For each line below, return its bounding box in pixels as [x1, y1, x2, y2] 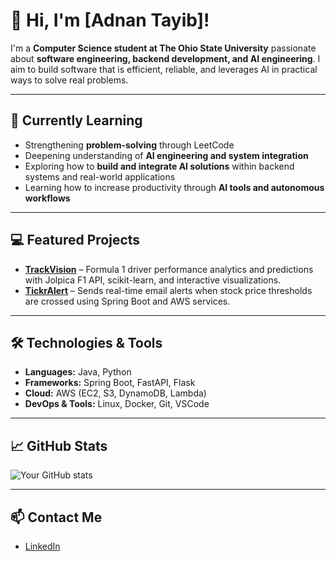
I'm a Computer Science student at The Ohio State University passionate [10, 42, 317, 54]
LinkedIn [24, 540, 61, 552]
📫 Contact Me [10, 509, 103, 526]
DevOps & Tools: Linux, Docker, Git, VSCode [24, 398, 210, 410]
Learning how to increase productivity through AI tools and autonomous [24, 181, 325, 193]
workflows [24, 192, 71, 204]
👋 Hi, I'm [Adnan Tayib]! [10, 9, 210, 32]
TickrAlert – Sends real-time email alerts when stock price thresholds [24, 284, 313, 296]
